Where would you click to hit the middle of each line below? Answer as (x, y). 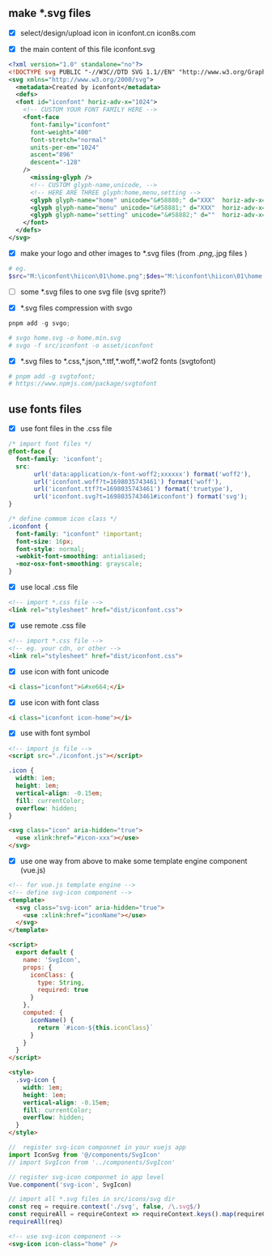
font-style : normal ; (50, 549)
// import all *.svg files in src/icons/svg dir (92, 1199)
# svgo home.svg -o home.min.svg (65, 338)
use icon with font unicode (64, 671)
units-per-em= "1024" (64, 147)
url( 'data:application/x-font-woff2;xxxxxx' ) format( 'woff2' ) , (142, 474)
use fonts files (45, 409)
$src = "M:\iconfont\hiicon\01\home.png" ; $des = (86, 276)
